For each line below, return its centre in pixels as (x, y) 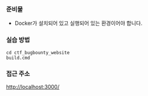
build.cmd (18, 58)
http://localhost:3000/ (33, 87)
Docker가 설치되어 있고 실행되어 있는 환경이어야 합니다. (78, 23)
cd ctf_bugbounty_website (38, 52)
